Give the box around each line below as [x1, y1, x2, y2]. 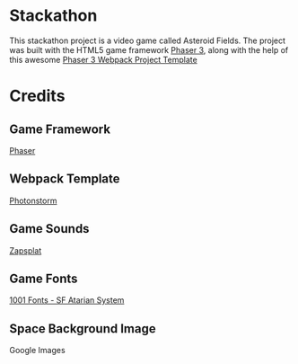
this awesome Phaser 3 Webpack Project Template [9, 54, 197, 65]
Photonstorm [9, 195, 57, 206]
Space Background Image [9, 321, 156, 336]
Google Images [9, 345, 66, 356]
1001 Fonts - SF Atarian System [9, 295, 125, 306]
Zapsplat [9, 244, 42, 256]
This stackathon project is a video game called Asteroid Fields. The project [9, 35, 285, 46]
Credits [9, 86, 66, 106]
